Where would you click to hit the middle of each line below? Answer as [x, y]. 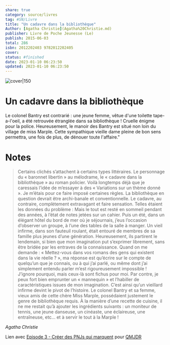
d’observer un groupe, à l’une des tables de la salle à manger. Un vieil [90, 226]
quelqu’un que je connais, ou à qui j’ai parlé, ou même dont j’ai [82, 263]
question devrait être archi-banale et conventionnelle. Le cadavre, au [90, 199]
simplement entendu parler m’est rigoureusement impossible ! [82, 269]
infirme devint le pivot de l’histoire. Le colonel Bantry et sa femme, [87, 290]
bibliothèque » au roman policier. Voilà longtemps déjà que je [81, 182]
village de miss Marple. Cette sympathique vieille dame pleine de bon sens [83, 132]
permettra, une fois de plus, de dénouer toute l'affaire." [63, 137]
